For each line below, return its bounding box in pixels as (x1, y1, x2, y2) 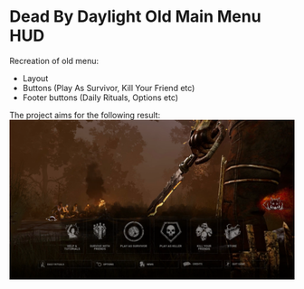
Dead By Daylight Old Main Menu (9, 6, 261, 27)
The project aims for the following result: (9, 109, 161, 120)
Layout (22, 72, 49, 83)
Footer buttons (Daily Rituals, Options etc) (22, 92, 179, 103)
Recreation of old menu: (9, 55, 100, 66)
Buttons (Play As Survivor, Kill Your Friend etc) (22, 82, 195, 93)
